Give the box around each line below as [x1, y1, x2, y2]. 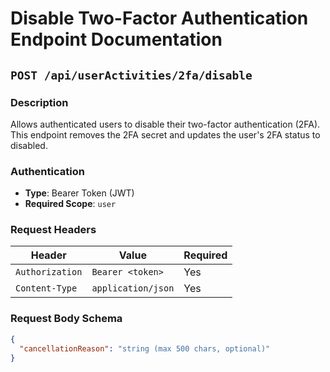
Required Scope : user [24, 198, 117, 210]
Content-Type [15, 283, 78, 294]
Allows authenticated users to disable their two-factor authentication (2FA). [10, 118, 321, 130]
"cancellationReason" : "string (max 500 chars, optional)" [19, 343, 271, 354]
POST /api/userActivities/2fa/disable [10, 68, 253, 82]
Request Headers [10, 223, 97, 237]
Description [10, 95, 69, 109]
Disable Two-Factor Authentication [10, 7, 309, 30]
